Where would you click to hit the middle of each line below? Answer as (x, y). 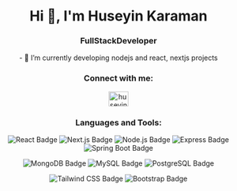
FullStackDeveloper (118, 41)
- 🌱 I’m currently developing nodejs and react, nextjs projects (118, 58)
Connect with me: (118, 78)
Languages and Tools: (118, 122)
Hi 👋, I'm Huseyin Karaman (118, 16)
